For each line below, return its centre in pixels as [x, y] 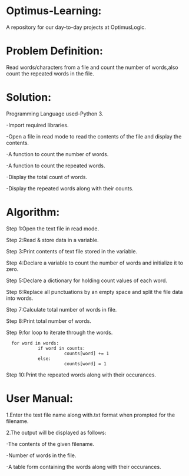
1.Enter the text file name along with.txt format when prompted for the [91, 415]
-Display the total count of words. [47, 177]
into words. [20, 298]
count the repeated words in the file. [50, 73]
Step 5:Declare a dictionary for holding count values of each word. [87, 280]
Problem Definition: [54, 51]
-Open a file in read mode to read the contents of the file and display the [94, 136]
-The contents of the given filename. [50, 444]
